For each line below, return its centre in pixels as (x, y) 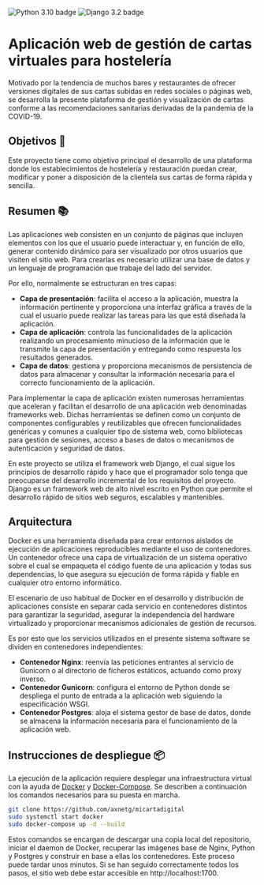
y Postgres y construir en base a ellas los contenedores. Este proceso (121, 856)
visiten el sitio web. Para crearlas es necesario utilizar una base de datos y (129, 259)
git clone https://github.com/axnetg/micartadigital (97, 810)
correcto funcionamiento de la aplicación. (87, 382)
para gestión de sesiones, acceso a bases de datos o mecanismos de (121, 439)
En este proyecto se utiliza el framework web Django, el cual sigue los (122, 463)
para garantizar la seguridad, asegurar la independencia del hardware (121, 615)
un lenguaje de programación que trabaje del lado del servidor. (110, 268)
